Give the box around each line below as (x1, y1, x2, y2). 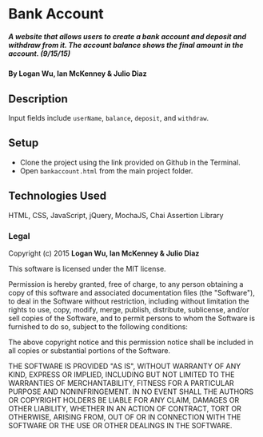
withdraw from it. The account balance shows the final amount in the (8, 40, 244, 50)
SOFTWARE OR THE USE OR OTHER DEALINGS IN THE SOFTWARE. (8, 420, 233, 430)
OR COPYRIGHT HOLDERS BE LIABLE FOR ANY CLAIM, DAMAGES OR (8, 395, 240, 404)
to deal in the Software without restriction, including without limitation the (8, 296, 249, 306)
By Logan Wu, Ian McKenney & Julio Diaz (8, 69, 147, 78)
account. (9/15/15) (8, 49, 70, 58)
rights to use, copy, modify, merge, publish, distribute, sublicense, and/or (8, 304, 249, 314)
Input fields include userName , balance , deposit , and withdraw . (8, 113, 209, 122)
